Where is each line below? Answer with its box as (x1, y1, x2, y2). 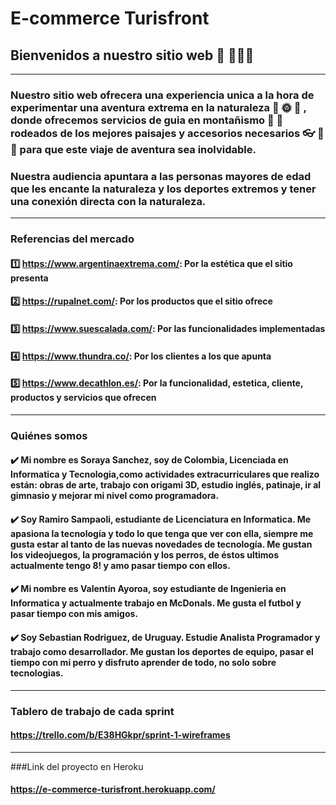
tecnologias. (10, 667, 64, 679)
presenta (10, 272, 49, 284)
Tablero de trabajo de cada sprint (10, 704, 175, 718)
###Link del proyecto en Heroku (10, 760, 144, 772)
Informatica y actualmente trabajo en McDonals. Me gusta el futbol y (10, 597, 302, 609)
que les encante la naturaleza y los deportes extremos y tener (10, 182, 317, 196)
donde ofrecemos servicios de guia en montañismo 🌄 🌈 (10, 113, 284, 127)
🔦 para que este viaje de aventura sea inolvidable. (10, 142, 257, 156)
